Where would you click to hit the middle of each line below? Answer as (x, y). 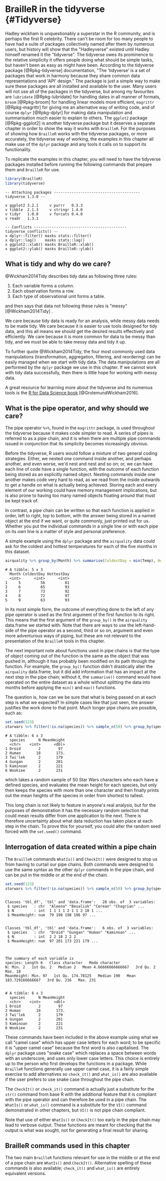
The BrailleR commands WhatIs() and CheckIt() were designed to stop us (81, 859)
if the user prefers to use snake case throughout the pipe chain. (70, 1079)
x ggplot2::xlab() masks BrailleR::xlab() (49, 244)
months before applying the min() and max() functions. (61, 688)
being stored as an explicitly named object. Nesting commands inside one (80, 475)
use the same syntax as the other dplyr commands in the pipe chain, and (80, 869)
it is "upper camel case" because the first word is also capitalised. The (77, 1047)
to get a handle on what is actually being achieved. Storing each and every (81, 485)
